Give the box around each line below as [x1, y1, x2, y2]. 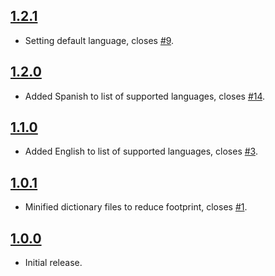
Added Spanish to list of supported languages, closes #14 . [24, 90, 266, 102]
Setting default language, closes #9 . [24, 34, 175, 46]
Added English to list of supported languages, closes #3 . [24, 145, 258, 158]
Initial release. [24, 257, 83, 269]
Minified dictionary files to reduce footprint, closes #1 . [24, 201, 248, 213]
